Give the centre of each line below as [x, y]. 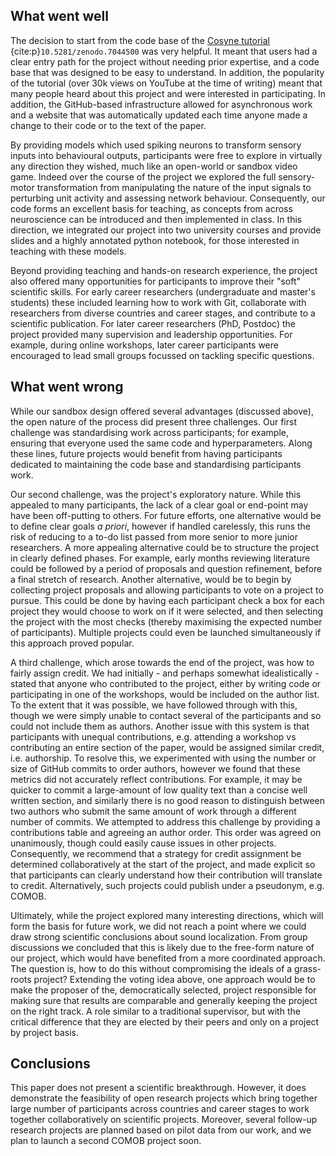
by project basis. [44, 1032]
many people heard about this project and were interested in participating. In [168, 93]
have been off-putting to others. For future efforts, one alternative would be [166, 515]
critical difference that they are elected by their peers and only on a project [165, 1021]
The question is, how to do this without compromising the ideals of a [151, 968]
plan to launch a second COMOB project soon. [106, 1141]
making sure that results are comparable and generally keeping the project [164, 1000]
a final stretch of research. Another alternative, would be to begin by [151, 579]
